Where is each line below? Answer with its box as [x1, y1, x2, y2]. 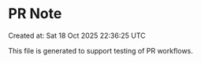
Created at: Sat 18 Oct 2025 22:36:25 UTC [8, 31, 146, 40]
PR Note [8, 5, 62, 23]
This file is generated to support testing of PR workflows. [8, 46, 193, 55]
